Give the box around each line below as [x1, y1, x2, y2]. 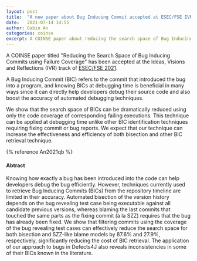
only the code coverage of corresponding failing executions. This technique [6, 112, 189, 119]
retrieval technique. [6, 137, 53, 144]
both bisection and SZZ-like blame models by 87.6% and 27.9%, [6, 231, 161, 238]
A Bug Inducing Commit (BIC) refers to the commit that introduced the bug [6, 76, 186, 83]
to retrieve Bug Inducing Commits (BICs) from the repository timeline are [6, 187, 181, 194]
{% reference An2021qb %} [6, 148, 73, 155]
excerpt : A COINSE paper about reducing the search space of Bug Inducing [6, 36, 193, 42]
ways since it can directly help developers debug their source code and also [6, 89, 191, 95]
